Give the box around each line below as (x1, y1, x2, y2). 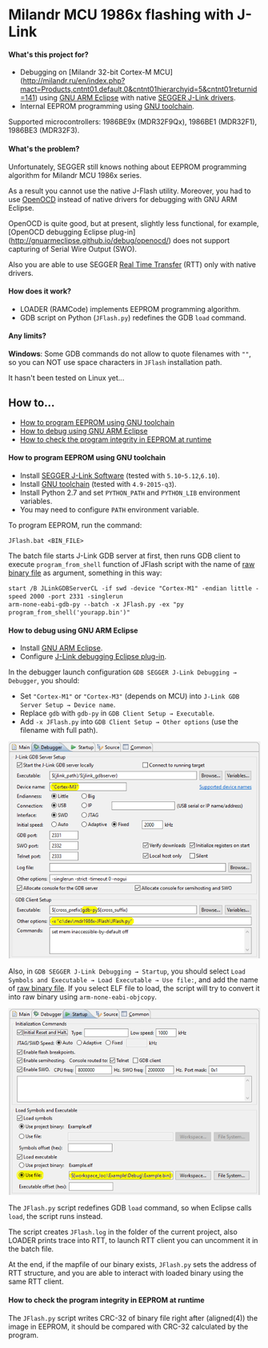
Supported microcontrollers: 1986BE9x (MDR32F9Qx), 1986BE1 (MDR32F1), (8, 117, 258, 127)
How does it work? (8, 286, 72, 296)
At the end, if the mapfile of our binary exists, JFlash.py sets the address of (8, 1260, 258, 1269)
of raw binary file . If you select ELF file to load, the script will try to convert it (8, 983, 260, 993)
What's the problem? (8, 144, 80, 153)
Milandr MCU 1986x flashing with (8, 6, 234, 24)
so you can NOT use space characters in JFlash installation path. (8, 358, 222, 366)
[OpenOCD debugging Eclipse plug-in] (8, 227, 136, 237)
